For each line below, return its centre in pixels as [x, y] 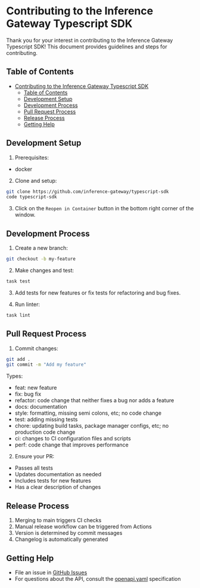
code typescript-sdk [32, 197]
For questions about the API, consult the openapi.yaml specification [98, 578]
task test [18, 281]
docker [24, 169]
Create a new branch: [41, 248]
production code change [45, 432]
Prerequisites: [32, 157]
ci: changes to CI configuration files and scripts [73, 439]
